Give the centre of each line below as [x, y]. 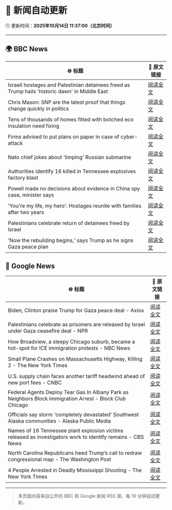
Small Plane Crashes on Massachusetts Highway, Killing [75, 359]
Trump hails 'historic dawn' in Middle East [58, 91]
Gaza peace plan [28, 247]
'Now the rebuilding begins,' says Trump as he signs [71, 240]
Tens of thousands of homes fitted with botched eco [71, 119]
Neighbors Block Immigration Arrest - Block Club [67, 398]
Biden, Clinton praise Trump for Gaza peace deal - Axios [76, 310]
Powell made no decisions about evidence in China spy [74, 188]
